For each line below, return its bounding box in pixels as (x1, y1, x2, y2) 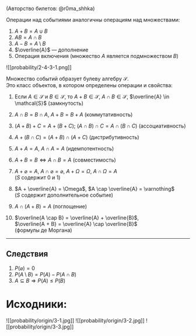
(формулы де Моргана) (14, 227, 72, 234)
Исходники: (6, 298, 67, 311)
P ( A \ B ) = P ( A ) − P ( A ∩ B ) (14, 270, 77, 277)
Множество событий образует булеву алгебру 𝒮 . (6, 76, 129, 82)
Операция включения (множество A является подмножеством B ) (14, 53, 179, 59)
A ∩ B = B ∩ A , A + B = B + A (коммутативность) (14, 111, 133, 118)
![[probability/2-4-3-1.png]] (6, 64, 72, 71)
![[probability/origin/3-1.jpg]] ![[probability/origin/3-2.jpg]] (6, 317, 145, 324)
